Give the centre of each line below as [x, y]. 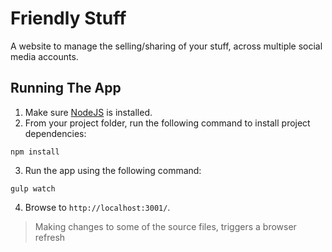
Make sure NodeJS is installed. [88, 112]
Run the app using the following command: [113, 170]
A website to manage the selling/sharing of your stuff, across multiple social [166, 46]
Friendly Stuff [68, 18]
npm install [35, 152]
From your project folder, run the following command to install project [167, 123]
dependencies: [55, 133]
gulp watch [33, 188]
